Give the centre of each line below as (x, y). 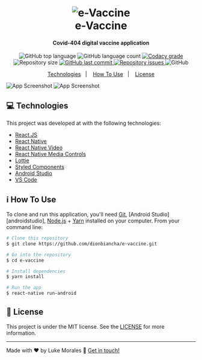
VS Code (26, 180)
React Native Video (39, 148)
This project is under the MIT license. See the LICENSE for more (86, 326)
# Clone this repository (37, 238)
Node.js (57, 221)
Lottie (22, 160)
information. (21, 333)
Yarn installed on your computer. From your (126, 221)
